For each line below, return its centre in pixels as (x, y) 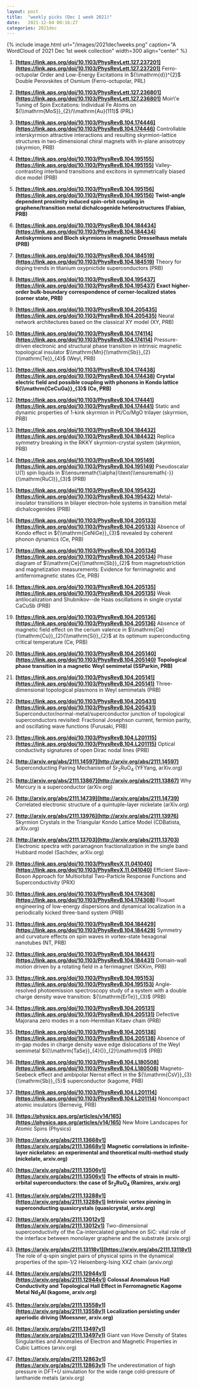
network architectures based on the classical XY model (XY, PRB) (94, 322)
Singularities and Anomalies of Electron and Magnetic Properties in (96, 1341)
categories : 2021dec (32, 28)
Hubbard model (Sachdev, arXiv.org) (60, 853)
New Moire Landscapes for (155, 1122)
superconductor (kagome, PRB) (105, 1081)
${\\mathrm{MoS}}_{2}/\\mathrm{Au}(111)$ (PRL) (74, 111)
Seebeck (26, 1075)
